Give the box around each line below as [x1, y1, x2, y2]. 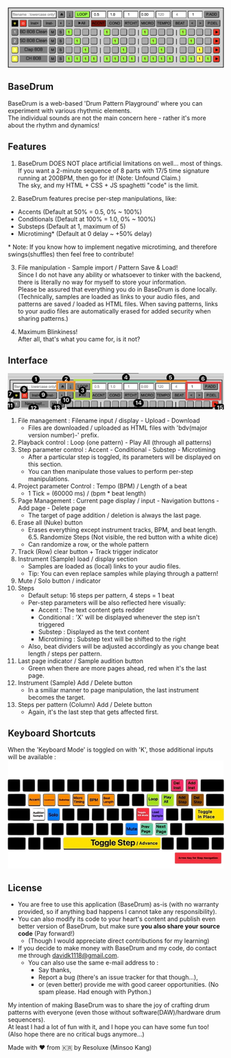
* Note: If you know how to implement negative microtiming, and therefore [8, 243, 217, 251]
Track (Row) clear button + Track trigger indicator [17, 547, 158, 555]
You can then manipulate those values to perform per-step [27, 467, 194, 475]
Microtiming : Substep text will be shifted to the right [38, 635, 186, 643]
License [8, 882, 42, 893]
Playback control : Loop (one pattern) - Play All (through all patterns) [17, 438, 212, 446]
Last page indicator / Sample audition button [17, 656, 143, 665]
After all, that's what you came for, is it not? [17, 335, 141, 343]
